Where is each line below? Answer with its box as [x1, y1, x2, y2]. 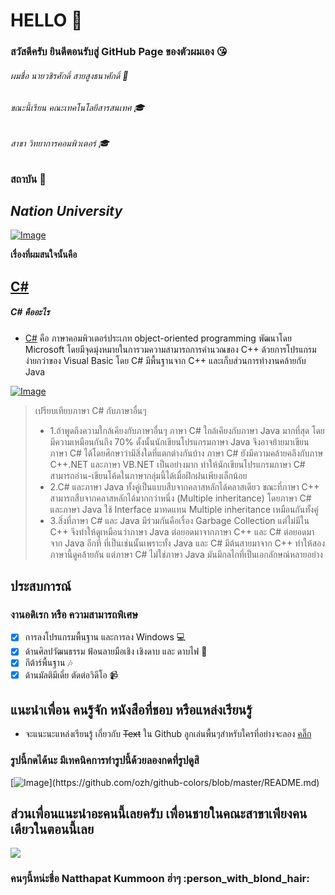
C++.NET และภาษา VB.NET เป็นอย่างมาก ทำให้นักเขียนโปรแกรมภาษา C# [49, 458, 306, 470]
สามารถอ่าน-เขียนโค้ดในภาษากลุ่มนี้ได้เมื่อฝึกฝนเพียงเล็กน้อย [49, 469, 248, 481]
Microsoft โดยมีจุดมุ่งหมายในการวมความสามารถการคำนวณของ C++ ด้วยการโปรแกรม [24, 343, 317, 355]
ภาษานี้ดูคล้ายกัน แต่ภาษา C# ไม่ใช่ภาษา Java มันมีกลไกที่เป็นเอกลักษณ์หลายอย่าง [49, 548, 323, 560]
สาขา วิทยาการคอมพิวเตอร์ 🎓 [10, 137, 110, 149]
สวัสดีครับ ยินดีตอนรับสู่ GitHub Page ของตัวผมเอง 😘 [10, 45, 228, 59]
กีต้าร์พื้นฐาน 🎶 [24, 657, 73, 669]
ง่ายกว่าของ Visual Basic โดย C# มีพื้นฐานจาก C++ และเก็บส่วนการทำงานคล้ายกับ [24, 354, 307, 366]
